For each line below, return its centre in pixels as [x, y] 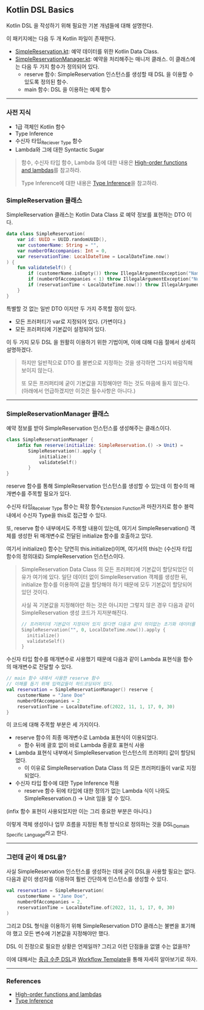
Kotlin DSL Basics [40, 10]
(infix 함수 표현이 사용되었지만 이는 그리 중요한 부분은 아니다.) [79, 812]
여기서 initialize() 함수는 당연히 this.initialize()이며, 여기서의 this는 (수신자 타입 [99, 549]
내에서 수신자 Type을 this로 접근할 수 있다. [57, 515]
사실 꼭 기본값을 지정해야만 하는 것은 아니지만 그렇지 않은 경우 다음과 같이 [108, 605]
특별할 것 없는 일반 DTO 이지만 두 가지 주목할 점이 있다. [71, 308]
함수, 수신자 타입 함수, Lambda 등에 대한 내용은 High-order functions [104, 162]
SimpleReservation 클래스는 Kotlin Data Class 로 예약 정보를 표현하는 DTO [96, 215]
